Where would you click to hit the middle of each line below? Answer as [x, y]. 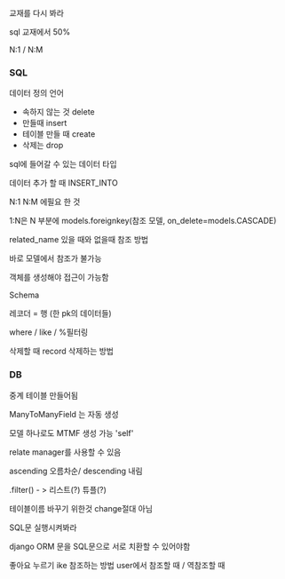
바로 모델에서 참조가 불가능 [55, 258]
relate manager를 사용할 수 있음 [65, 452]
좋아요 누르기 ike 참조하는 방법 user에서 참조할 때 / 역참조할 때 [117, 565]
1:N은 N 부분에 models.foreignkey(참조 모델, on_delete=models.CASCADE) [143, 221]
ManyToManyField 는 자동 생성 [64, 414]
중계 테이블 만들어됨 [44, 395]
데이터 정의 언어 [37, 93]
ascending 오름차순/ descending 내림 [76, 471]
